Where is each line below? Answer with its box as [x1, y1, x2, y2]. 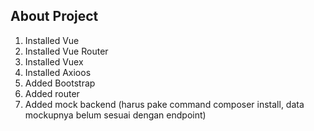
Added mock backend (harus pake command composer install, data [24, 98, 305, 110]
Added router [24, 87, 80, 99]
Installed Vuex [24, 55, 84, 68]
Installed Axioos [24, 66, 92, 78]
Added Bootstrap [24, 77, 96, 89]
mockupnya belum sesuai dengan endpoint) [24, 109, 207, 121]
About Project [10, 8, 99, 25]
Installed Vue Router [24, 45, 109, 57]
